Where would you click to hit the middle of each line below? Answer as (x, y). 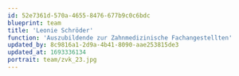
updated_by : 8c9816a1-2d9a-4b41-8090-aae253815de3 (93, 45)
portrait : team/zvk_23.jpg (52, 60)
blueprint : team (34, 23)
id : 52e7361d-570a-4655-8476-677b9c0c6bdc (79, 15)
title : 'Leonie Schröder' (50, 30)
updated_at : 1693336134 (47, 52)
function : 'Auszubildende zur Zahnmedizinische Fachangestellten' (120, 38)
